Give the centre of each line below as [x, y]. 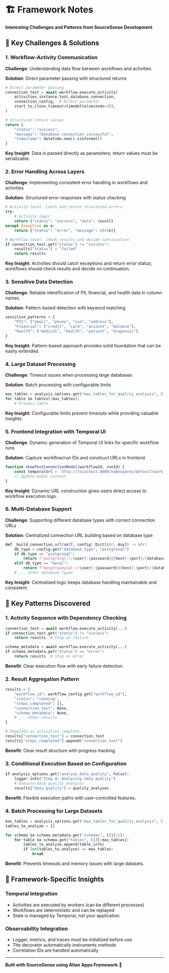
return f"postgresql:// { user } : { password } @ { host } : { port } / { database [94, 558]
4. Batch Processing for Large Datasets [54, 811]
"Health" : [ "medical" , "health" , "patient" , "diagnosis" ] [76, 331]
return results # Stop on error [49, 656]
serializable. [18, 159]
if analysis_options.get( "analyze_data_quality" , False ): [67, 774]
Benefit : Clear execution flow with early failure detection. [65, 666]
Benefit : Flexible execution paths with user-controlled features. [71, 798]
